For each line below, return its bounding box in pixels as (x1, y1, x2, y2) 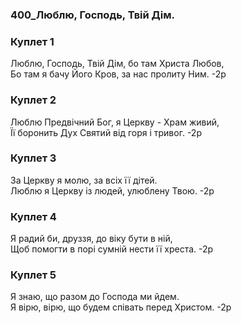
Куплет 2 (10, 93, 57, 107)
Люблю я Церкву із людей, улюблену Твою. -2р (10, 184, 215, 197)
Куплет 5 (10, 268, 57, 282)
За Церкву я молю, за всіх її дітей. (10, 174, 158, 186)
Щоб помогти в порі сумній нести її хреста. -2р (10, 243, 214, 255)
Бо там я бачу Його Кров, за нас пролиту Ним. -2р (10, 68, 227, 80)
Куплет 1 (10, 34, 55, 48)
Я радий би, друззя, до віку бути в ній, (10, 233, 173, 245)
